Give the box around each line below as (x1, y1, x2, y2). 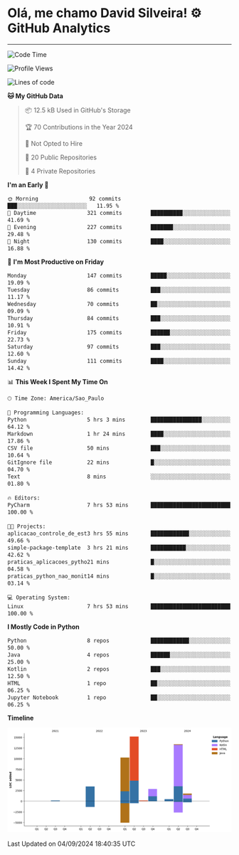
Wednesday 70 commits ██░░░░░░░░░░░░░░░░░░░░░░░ (7, 300, 231, 307)
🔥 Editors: (7, 494, 41, 501)
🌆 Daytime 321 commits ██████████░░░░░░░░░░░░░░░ (7, 209, 231, 216)
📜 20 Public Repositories (24, 153, 97, 161)
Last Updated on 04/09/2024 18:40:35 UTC (7, 839, 136, 848)
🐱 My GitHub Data (7, 91, 64, 100)
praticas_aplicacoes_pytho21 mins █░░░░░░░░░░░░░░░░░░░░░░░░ (7, 558, 231, 565)
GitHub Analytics (7, 20, 111, 36)
